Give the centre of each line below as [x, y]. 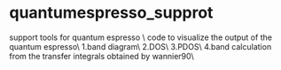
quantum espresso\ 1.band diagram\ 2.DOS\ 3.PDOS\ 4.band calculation [140, 46]
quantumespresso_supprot [111, 13]
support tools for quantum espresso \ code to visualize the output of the [141, 37]
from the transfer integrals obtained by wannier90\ [102, 56]
